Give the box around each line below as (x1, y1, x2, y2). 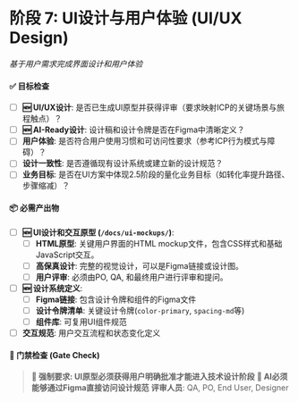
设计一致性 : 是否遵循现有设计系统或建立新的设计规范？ (21, 158, 224, 169)
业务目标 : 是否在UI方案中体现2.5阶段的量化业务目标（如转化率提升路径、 (21, 169, 290, 180)
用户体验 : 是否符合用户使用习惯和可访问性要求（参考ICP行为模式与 (21, 136, 268, 147)
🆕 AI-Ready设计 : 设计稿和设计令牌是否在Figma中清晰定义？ (21, 124, 245, 135)
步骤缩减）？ (21, 180, 70, 191)
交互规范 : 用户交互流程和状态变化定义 (21, 328, 161, 339)
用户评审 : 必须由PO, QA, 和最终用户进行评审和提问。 (35, 272, 228, 282)
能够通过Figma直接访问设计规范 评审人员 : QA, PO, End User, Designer (30, 382, 289, 393)
